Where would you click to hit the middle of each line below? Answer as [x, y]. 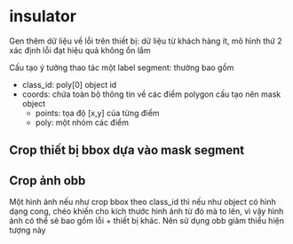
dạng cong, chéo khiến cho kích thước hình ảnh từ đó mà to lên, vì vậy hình [146, 211]
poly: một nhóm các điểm [82, 122]
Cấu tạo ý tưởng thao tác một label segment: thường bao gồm [122, 67]
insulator [43, 16]
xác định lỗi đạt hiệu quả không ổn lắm [80, 50]
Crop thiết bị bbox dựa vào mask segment [127, 150]
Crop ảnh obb [48, 181]
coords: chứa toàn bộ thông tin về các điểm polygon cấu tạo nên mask [151, 94]
